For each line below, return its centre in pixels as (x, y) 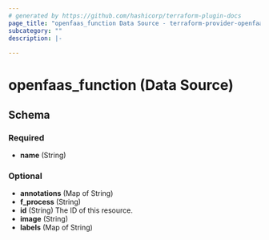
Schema (29, 114)
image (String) (44, 219)
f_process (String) (50, 202)
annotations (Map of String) (66, 193)
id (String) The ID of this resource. (76, 210)
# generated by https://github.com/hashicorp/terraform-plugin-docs (125, 16)
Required (26, 137)
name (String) (43, 155)
